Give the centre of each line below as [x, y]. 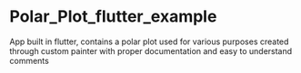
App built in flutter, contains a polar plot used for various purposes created [149, 41]
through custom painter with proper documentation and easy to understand [151, 50]
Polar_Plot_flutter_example [113, 17]
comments [30, 60]
